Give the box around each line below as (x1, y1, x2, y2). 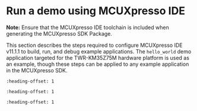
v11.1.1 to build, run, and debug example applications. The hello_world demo (6, 47, 192, 55)
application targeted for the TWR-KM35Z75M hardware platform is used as (6, 54, 190, 61)
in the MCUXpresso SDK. (6, 66, 68, 74)
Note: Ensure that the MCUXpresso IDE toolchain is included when (6, 24, 169, 31)
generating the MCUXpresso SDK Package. (6, 30, 113, 37)
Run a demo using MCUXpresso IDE (6, 4, 186, 18)
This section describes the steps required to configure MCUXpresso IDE (6, 42, 183, 49)
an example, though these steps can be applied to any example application (6, 61, 189, 68)
